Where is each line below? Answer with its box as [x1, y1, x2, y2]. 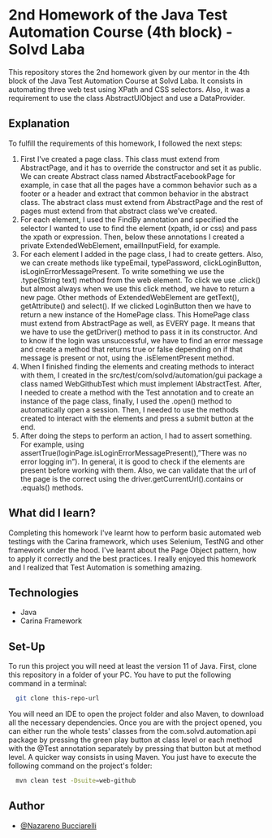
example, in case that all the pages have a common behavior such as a [19, 180, 257, 190]
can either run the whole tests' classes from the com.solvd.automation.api [8, 727, 257, 736]
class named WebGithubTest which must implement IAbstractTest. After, [19, 378, 262, 388]
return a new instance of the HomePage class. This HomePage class [19, 309, 250, 319]
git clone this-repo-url [15, 694, 100, 703]
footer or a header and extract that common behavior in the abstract [19, 189, 249, 199]
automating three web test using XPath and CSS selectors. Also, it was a [8, 84, 250, 94]
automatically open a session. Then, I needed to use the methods [19, 404, 240, 414]
